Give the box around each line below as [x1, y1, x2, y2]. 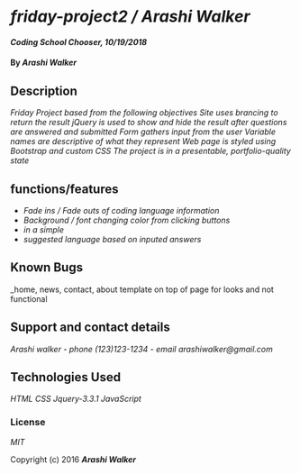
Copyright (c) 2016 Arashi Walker [10, 453, 137, 465]
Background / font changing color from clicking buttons [23, 214, 231, 225]
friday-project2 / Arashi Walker [10, 6, 250, 27]
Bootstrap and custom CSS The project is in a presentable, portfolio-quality [10, 146, 291, 157]
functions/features [10, 181, 119, 196]
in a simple [23, 224, 65, 235]
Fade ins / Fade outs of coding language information [23, 205, 220, 215]
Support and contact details [10, 320, 170, 335]
